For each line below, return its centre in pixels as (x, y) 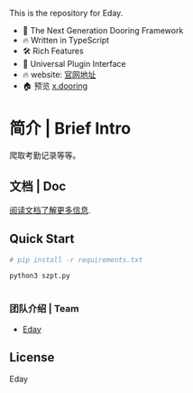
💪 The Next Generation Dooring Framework (103, 30)
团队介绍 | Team (44, 309)
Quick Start (42, 239)
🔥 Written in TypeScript (66, 40)
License (32, 357)
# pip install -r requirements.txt (76, 260)
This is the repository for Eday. (66, 13)
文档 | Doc (38, 187)
